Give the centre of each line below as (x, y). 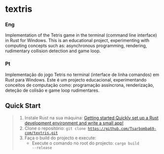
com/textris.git (41, 133)
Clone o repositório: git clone (55, 128)
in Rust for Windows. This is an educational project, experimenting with (77, 40)
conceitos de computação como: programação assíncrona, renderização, (80, 85)
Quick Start (23, 106)
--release (42, 148)
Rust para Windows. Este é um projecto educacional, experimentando (76, 79)
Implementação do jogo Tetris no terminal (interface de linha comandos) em (82, 75)
